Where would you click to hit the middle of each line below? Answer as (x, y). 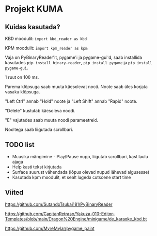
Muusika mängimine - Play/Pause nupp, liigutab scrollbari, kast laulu (80, 156)
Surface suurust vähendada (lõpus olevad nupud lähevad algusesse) (81, 172)
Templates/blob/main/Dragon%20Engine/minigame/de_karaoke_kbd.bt (76, 219)
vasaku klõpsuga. (23, 92)
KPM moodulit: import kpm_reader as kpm (46, 48)
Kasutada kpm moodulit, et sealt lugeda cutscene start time (71, 177)
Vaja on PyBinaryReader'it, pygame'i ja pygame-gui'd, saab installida (73, 57)
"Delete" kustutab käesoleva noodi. (40, 111)
